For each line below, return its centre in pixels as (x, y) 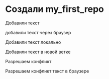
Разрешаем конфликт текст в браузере (47, 71)
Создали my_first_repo (55, 9)
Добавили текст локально (33, 42)
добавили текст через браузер (38, 32)
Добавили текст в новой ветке (38, 52)
